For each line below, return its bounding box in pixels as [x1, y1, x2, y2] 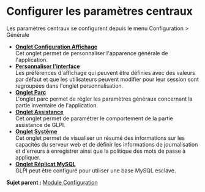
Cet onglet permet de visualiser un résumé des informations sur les [15, 134, 185, 142]
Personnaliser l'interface [15, 63, 80, 70]
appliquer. [15, 153, 41, 161]
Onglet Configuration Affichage [15, 43, 98, 50]
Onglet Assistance [15, 108, 64, 115]
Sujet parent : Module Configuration [6, 179, 98, 186]
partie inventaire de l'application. [15, 101, 99, 109]
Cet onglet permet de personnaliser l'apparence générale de [15, 49, 168, 56]
